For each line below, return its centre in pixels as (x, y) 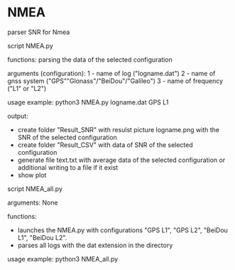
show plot (32, 175)
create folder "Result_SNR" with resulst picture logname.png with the (119, 129)
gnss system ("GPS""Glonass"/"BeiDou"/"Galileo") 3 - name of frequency (115, 81)
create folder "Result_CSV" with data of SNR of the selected (105, 145)
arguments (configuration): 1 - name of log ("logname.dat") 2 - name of (111, 73)
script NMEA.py (30, 45)
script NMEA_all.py (35, 188)
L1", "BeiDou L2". (42, 237)
